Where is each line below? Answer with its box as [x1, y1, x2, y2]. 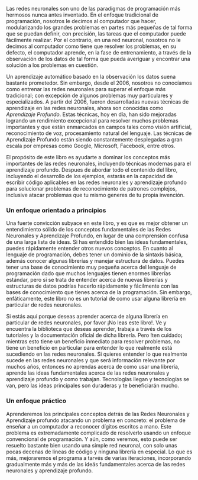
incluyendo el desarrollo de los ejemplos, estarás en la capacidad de [6, 173, 173, 179]
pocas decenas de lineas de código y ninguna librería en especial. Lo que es [6, 448, 193, 455]
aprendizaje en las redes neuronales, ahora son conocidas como [6, 105, 164, 111]
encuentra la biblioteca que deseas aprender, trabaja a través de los [6, 326, 172, 333]
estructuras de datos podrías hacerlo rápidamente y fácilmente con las [6, 282, 178, 289]
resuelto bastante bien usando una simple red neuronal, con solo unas [6, 442, 177, 449]
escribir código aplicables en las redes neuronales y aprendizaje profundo [6, 179, 187, 186]
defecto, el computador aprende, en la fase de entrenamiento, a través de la [6, 49, 191, 56]
